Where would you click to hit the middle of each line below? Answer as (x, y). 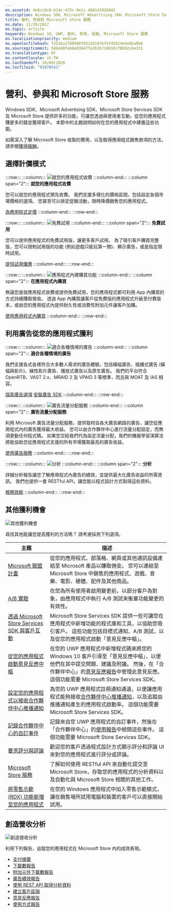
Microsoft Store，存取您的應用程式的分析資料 (104, 772)
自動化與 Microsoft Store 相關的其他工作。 (106, 780)
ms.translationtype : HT (31, 53)
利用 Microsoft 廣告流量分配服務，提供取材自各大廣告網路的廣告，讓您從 (82, 423)
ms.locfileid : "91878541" (33, 67)
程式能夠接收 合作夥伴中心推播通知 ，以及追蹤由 (106, 696)
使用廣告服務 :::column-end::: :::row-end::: (50, 453)
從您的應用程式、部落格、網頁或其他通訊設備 (104, 558)
